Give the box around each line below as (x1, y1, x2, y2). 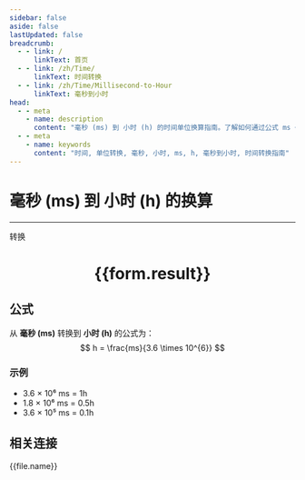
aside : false (9, 22, 59, 31)
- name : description (25, 115, 103, 124)
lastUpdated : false (9, 30, 84, 39)
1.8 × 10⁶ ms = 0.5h (22, 397, 95, 408)
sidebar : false (9, 13, 67, 23)
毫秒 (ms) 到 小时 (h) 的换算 (9, 190, 213, 211)
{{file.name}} (9, 460, 58, 471)
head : (9, 97, 30, 107)
